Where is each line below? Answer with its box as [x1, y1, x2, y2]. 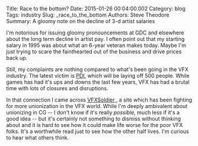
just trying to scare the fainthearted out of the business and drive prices [6, 48, 182, 55]
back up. [6, 55, 28, 61]
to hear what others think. [6, 134, 69, 141]
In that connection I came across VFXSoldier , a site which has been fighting [6, 96, 193, 103]
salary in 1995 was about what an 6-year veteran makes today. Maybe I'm [6, 42, 187, 49]
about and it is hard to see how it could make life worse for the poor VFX [6, 122, 183, 128]
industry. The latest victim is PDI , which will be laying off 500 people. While [6, 72, 190, 79]
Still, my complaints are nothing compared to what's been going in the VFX [6, 66, 189, 73]
